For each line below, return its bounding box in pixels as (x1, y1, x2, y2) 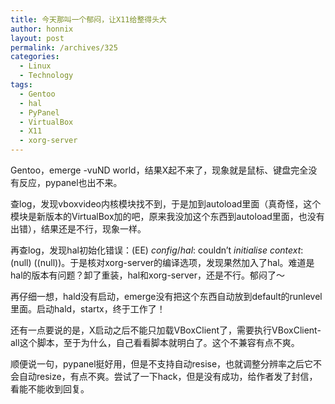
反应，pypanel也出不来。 (18, 177, 123, 188)
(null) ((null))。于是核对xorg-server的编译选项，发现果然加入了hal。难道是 (10, 257, 315, 268)
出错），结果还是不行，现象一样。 (10, 223, 147, 235)
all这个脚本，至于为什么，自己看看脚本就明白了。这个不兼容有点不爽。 (10, 337, 300, 348)
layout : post (10, 33, 65, 43)
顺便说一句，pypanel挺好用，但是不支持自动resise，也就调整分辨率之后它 (10, 358, 314, 370)
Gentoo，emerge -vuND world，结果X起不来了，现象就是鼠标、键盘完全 (10, 164, 309, 176)
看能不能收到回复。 (10, 383, 90, 395)
